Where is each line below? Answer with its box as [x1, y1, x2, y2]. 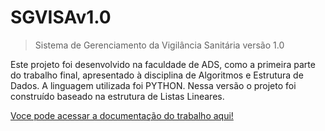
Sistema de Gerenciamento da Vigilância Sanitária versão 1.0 [34, 39, 285, 51]
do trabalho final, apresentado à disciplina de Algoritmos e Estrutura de [10, 69, 304, 81]
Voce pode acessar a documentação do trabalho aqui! [10, 109, 234, 121]
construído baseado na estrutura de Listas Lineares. [10, 90, 225, 102]
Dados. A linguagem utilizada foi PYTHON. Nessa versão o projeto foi [10, 79, 297, 91]
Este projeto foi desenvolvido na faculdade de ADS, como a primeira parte [10, 58, 316, 70]
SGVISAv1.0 [10, 6, 112, 29]
